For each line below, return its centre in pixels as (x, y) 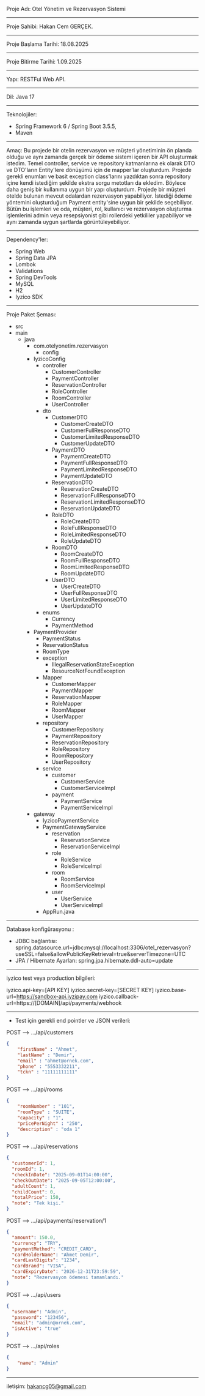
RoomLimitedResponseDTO (95, 567)
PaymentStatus (62, 638)
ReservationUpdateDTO (91, 508)
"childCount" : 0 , (34, 1192)
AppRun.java (59, 912)
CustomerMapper (74, 684)
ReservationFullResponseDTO (98, 495)
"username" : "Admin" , (39, 1312)
